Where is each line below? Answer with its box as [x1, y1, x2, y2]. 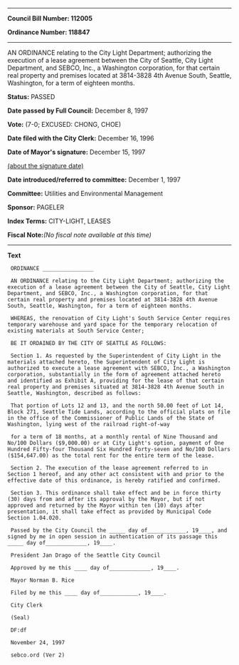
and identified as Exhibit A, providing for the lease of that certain [7, 377, 224, 384]
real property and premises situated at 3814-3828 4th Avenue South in [7, 383, 224, 391]
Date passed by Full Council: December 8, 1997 [7, 106, 149, 115]
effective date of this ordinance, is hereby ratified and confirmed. [7, 477, 221, 484]
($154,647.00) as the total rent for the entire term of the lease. [7, 452, 215, 459]
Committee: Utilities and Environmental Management [7, 190, 164, 197]
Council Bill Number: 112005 [7, 14, 92, 22]
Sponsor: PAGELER [7, 203, 65, 211]
